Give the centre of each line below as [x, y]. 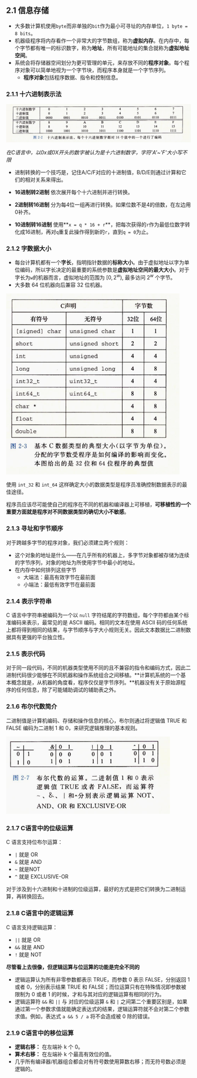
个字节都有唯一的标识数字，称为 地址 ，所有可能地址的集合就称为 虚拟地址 [102, 48]
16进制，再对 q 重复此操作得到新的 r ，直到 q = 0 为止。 [88, 232]
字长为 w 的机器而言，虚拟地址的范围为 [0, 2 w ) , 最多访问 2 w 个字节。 [95, 277]
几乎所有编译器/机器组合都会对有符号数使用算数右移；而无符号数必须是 [100, 1062]
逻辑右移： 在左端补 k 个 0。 [49, 1047]
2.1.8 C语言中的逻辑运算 [40, 913]
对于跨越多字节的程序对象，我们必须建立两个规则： [68, 543]
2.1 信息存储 [28, 11]
